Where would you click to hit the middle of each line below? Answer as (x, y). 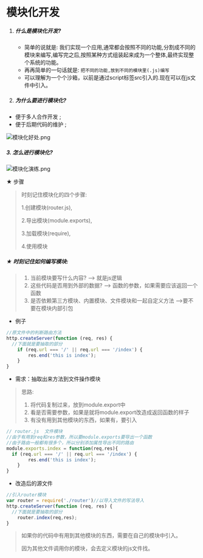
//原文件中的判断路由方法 (34, 333)
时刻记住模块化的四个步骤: (54, 195)
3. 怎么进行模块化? (30, 152)
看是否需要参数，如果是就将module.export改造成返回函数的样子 (110, 412)
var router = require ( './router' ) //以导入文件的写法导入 (75, 501)
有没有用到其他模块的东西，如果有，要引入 (84, 420)
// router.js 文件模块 (34, 432)
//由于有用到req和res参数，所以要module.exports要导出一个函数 (79, 437)
